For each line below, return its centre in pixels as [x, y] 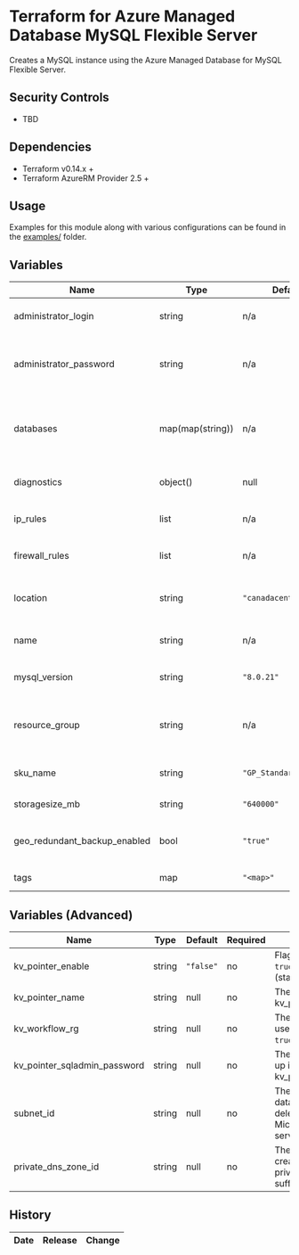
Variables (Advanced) [71, 915]
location [30, 598]
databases [36, 429]
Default [202, 940]
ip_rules [30, 519]
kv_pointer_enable [52, 966]
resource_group [47, 726]
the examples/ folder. [48, 237]
